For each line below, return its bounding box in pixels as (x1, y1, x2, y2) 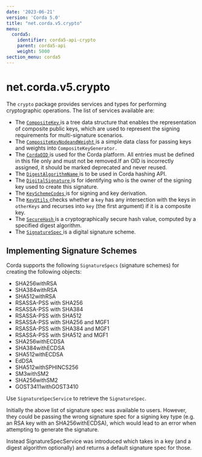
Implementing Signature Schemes (6, 245, 137, 256)
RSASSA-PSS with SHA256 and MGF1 (15, 319, 109, 326)
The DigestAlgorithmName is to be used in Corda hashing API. (15, 170, 167, 177)
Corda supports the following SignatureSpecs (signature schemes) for (6, 262, 180, 269)
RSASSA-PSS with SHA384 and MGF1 (15, 325, 110, 333)
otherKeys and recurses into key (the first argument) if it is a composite (15, 202, 192, 209)
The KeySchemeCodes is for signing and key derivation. (15, 189, 147, 197)
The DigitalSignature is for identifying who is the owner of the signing (15, 177, 192, 184)
